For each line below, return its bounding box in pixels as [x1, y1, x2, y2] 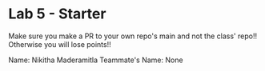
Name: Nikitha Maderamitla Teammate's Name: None [8, 55, 183, 65]
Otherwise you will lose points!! [8, 39, 112, 49]
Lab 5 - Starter [8, 5, 106, 23]
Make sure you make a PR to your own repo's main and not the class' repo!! [8, 31, 258, 41]
